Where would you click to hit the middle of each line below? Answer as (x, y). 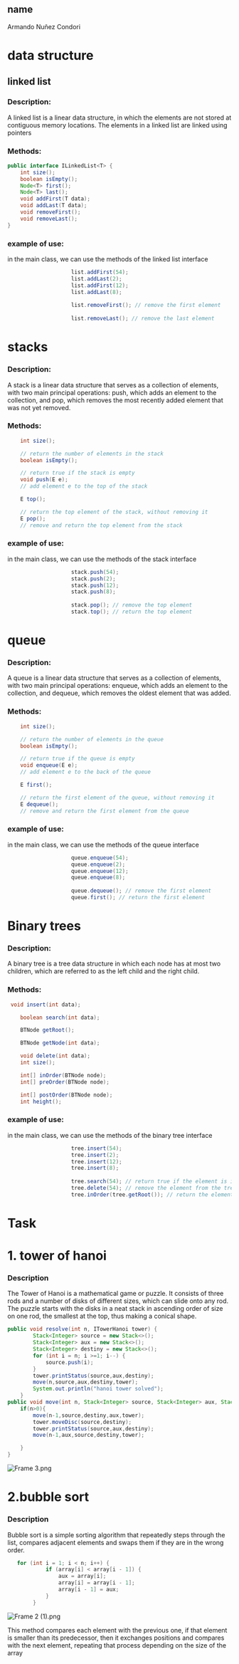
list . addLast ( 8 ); (96, 292)
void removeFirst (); (51, 212)
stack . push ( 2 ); (93, 579)
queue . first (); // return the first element (138, 898)
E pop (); (33, 518)
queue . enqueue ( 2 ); (98, 864)
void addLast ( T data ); (54, 206)
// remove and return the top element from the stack (101, 525)
